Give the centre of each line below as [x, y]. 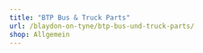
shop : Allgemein [40, 34]
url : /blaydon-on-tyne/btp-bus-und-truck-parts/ [102, 26]
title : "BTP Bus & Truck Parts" [70, 18]
